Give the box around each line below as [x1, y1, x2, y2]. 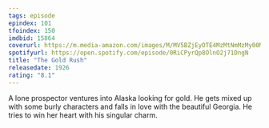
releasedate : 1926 [8, 64, 70, 72]
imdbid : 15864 [8, 34, 56, 42]
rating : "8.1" [8, 71, 56, 79]
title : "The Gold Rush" [8, 57, 88, 65]
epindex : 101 [8, 19, 52, 27]
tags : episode [8, 11, 56, 20]
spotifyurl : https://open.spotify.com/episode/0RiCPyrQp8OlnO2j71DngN [8, 49, 249, 57]
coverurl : [8, 42, 42, 50]
